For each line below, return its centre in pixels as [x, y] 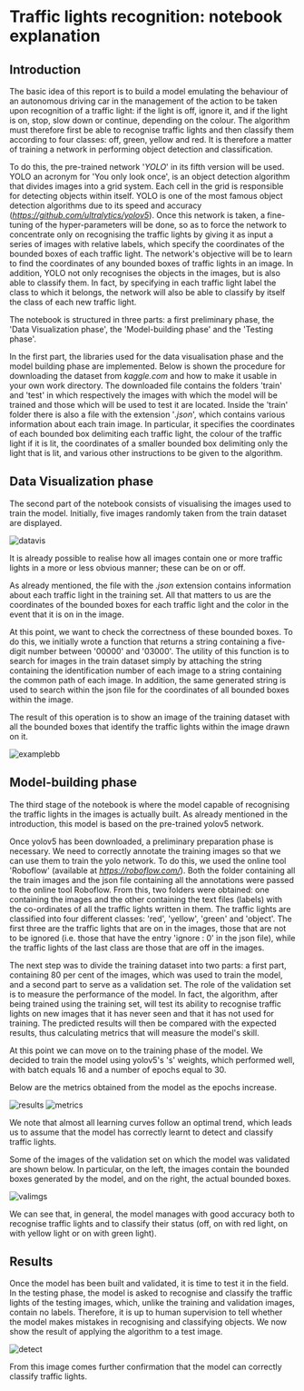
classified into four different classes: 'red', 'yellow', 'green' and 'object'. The [151, 919]
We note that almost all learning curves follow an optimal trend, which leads [151, 1122]
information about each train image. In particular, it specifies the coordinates [152, 424]
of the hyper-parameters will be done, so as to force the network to [161, 225]
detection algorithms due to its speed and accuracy [106, 205]
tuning [21, 225]
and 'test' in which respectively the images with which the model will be [144, 395]
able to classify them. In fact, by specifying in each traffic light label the [143, 283]
